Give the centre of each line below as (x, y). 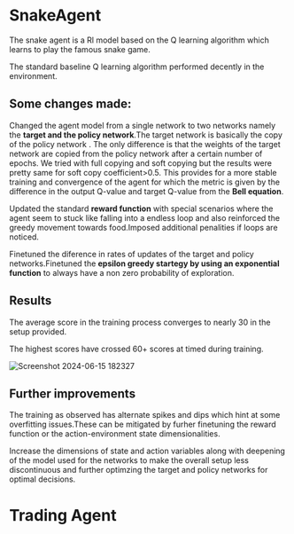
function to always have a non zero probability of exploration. (122, 272)
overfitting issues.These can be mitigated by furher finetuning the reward (143, 424)
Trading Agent (63, 515)
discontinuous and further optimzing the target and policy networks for (139, 470)
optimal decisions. (43, 479)
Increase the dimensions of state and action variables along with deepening (147, 451)
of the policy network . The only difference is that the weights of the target (145, 144)
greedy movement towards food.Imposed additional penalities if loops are (143, 227)
